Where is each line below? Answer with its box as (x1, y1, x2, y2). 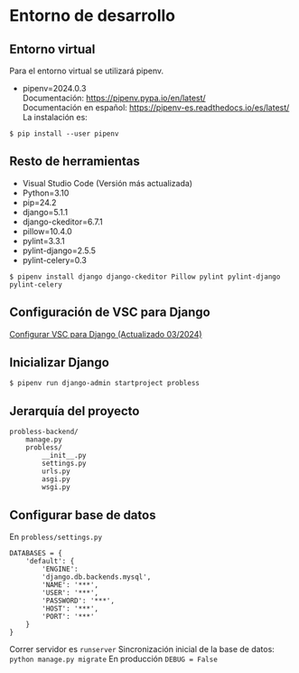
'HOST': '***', (42, 604, 99, 613)
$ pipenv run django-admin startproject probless (9, 379, 201, 388)
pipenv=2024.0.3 (22, 83, 87, 93)
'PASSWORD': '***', (42, 596, 116, 606)
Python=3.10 (22, 187, 70, 198)
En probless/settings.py (9, 531, 102, 543)
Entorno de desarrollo (9, 5, 176, 26)
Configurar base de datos (9, 507, 156, 523)
